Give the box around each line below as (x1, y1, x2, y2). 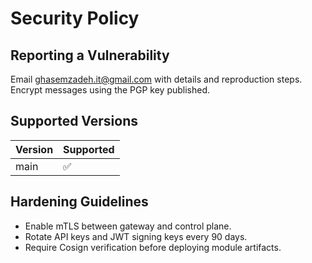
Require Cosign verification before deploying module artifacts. (24, 241, 282, 253)
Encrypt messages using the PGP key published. (10, 84, 211, 96)
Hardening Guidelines (10, 193, 149, 211)
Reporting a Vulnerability (10, 47, 170, 64)
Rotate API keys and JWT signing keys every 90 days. (24, 230, 248, 242)
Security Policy (10, 7, 140, 30)
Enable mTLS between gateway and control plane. (24, 220, 232, 232)
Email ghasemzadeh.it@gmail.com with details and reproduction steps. (10, 73, 303, 85)
